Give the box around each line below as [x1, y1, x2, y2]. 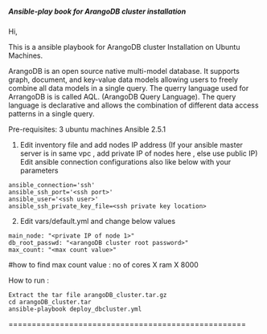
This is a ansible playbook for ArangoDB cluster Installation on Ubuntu [8, 42, 240, 51]
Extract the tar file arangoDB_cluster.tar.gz [8, 291, 167, 299]
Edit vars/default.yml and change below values [19, 216, 175, 226]
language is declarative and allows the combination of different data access [8, 100, 259, 110]
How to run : [8, 275, 50, 285]
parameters [19, 165, 59, 175]
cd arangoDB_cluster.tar [8, 298, 92, 306]
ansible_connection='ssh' [8, 181, 95, 189]
